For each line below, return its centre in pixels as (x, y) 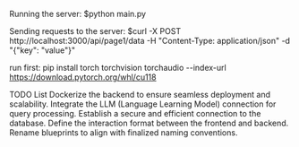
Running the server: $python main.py (77, 14)
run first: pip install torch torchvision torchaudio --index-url (118, 68)
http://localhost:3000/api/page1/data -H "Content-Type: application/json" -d (150, 41)
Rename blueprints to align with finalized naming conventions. (124, 133)
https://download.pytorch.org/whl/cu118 (83, 77)
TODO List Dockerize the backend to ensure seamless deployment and (140, 95)
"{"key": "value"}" (43, 50)
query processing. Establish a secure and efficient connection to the (135, 113)
